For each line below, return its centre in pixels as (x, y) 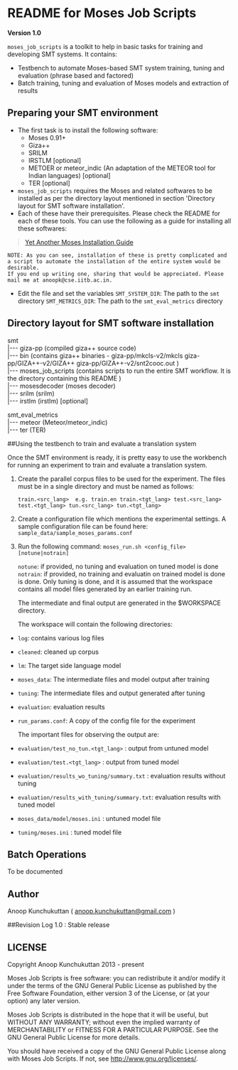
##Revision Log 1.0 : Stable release (59, 925)
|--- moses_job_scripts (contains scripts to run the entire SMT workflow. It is (119, 371)
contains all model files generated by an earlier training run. (105, 589)
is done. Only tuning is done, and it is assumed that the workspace (115, 581)
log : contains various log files (61, 637)
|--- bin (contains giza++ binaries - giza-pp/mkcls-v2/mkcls (95, 355)
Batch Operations (47, 854)
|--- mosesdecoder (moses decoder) (61, 386)
